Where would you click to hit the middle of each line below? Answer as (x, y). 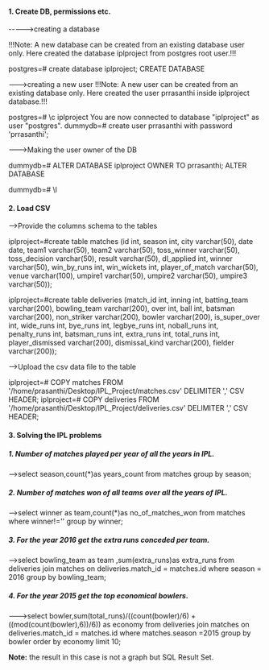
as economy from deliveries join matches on (176, 624)
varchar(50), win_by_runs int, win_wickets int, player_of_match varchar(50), (134, 267)
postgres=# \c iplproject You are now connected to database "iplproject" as (134, 118)
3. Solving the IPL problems (55, 435)
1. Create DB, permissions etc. (60, 11)
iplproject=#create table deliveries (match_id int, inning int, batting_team (128, 300)
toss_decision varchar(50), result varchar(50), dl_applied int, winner (121, 258)
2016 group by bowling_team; (57, 577)
